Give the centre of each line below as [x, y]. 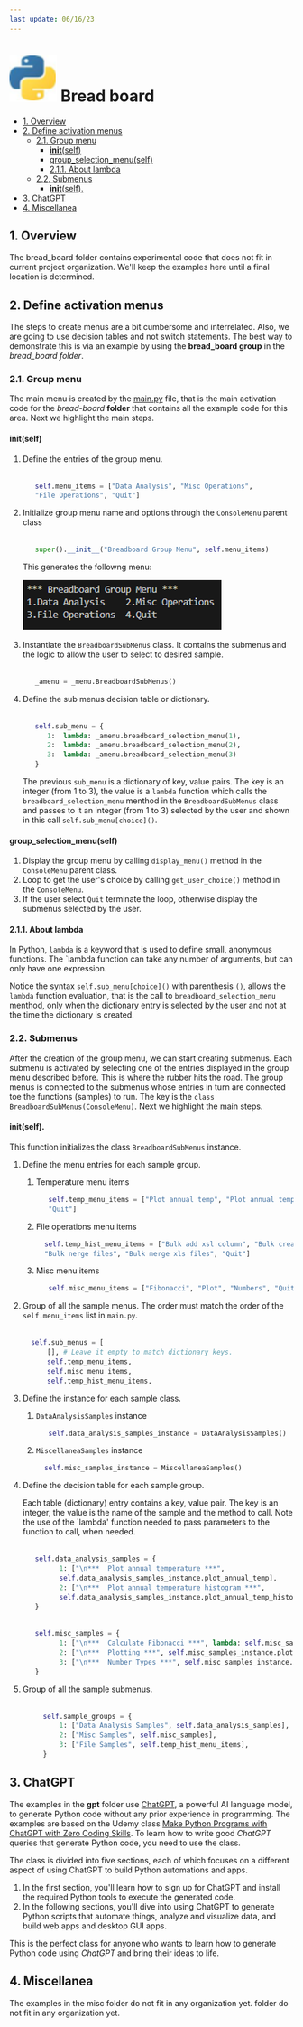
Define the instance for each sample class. [102, 1398]
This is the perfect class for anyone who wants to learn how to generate [143, 1943]
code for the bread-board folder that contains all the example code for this [149, 408]
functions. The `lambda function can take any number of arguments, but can [151, 959]
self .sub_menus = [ [68, 1343]
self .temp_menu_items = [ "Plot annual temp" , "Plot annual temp [171, 1199]
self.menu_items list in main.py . [80, 1316]
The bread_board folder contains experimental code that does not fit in [141, 258]
